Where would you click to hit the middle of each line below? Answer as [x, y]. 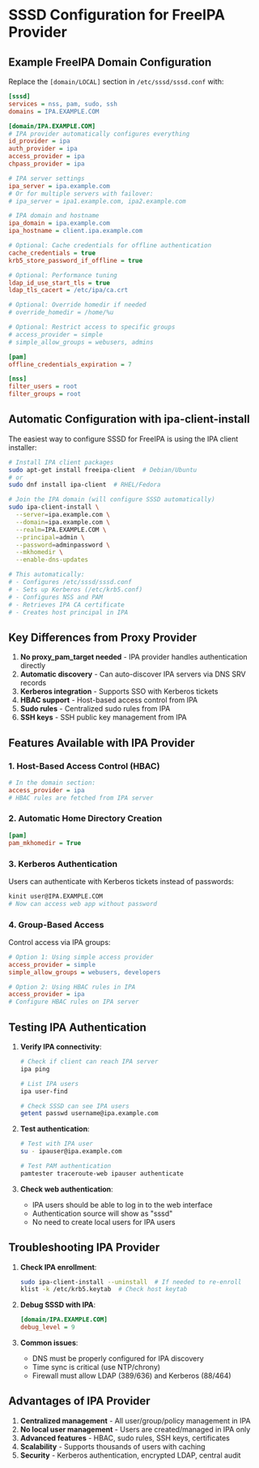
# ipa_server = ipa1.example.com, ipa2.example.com [97, 201]
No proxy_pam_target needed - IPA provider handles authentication [134, 657]
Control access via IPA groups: [59, 942]
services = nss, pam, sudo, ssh [63, 104]
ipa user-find [44, 1091]
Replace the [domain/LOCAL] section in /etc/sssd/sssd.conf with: [116, 82]
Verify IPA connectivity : [61, 1047]
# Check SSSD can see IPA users [74, 1106]
